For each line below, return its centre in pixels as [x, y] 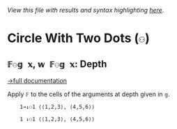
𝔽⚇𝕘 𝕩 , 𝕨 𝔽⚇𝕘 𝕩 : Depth [57, 64]
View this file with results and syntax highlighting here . [86, 10]
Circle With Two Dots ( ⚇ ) [78, 38]
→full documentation [37, 81]
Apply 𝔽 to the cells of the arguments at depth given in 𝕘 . [89, 94]
